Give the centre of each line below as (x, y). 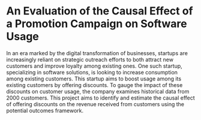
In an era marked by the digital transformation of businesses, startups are (97, 53)
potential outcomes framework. (45, 110)
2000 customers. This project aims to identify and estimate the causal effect (100, 98)
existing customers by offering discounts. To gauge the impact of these (94, 85)
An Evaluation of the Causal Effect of (100, 11)
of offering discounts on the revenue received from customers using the (95, 104)
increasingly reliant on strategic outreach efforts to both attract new (90, 59)
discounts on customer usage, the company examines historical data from (98, 91)
